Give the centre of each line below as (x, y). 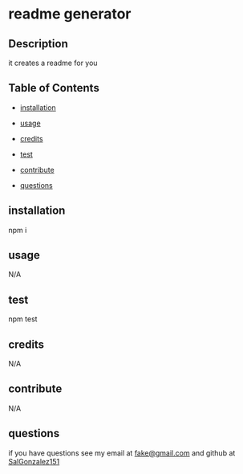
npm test (23, 319)
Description (38, 44)
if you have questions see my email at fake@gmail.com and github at (122, 453)
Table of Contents (54, 88)
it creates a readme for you (53, 63)
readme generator (70, 14)
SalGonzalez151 (34, 461)
